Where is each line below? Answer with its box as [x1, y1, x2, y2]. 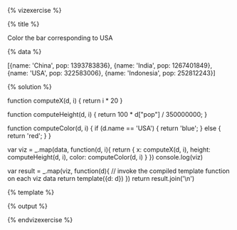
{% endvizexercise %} [7, 216, 73, 224]
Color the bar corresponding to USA [7, 33, 113, 42]
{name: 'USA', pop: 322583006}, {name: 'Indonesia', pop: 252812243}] [7, 69, 216, 77]
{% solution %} [7, 83, 52, 91]
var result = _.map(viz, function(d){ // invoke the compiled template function [7, 167, 230, 175]
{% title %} [7, 20, 40, 28]
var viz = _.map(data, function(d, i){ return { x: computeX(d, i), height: [7, 145, 211, 154]
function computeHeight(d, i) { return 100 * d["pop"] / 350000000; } [7, 110, 208, 118]
